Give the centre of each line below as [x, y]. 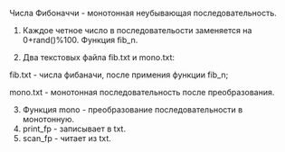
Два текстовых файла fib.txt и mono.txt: [98, 57]
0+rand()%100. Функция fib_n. [80, 40]
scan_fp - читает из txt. [66, 138]
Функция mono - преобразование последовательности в [133, 110]
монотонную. [48, 119]
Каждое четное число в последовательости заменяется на [137, 30]
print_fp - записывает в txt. [74, 129]
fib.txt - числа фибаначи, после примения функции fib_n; [119, 75]
